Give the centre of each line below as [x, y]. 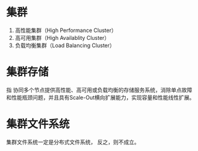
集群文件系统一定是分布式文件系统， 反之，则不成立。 [73, 142]
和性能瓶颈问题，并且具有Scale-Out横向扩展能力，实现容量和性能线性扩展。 [101, 97]
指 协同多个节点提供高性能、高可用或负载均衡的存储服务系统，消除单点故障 [99, 90]
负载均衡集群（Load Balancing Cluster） [65, 45]
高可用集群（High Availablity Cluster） [62, 37]
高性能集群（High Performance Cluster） [66, 30]
